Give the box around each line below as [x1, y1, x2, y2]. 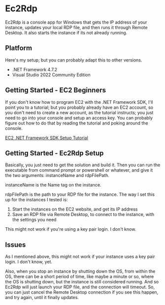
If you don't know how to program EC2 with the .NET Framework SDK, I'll [5, 99, 153, 105]
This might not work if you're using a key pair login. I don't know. [5, 226, 136, 232]
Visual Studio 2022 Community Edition [12, 72, 91, 78]
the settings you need [12, 217, 57, 223]
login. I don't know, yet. [5, 259, 53, 265]
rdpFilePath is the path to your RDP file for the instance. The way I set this [5, 191, 155, 197]
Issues [5, 241, 26, 249]
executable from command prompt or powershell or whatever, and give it [5, 167, 153, 173]
